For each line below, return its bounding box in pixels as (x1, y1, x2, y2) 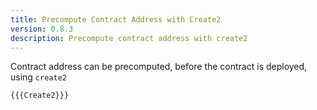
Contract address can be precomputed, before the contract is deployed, (10, 61, 308, 73)
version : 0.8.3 (10, 24, 74, 34)
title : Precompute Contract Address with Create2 (10, 14, 222, 25)
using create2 (10, 71, 67, 83)
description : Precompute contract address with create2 (10, 33, 248, 43)
